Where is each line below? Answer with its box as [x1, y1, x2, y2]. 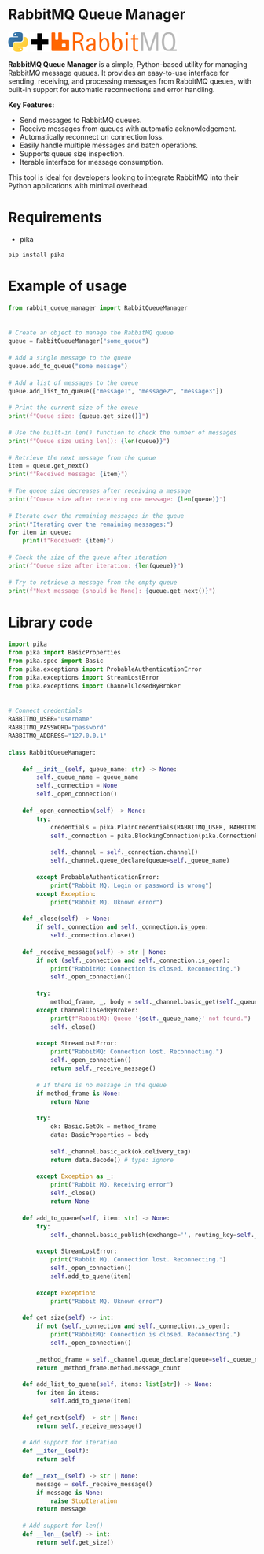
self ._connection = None [36, 782, 118, 790]
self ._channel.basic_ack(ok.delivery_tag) [49, 1147, 192, 1156]
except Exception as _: [36, 1172, 114, 1180]
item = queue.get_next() [8, 462, 90, 470]
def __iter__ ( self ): [22, 1447, 90, 1455]
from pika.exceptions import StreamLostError [8, 673, 159, 681]
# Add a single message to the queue [8, 354, 132, 362]
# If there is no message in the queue [36, 1081, 167, 1089]
